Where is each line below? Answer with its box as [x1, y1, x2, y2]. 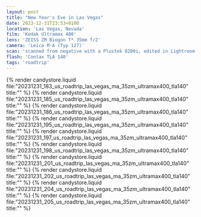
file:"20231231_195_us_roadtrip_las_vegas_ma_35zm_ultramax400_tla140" [6, 121, 189, 128]
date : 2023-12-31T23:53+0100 [6, 20, 79, 26]
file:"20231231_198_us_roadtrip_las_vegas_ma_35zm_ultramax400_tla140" [6, 146, 189, 154]
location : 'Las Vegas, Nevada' [6, 25, 85, 32]
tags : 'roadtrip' [6, 59, 50, 65]
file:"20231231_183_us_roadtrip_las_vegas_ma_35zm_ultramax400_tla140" [6, 82, 189, 89]
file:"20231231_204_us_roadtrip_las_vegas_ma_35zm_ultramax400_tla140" [6, 185, 191, 192]
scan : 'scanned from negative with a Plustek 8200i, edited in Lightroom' [6, 48, 198, 54]
